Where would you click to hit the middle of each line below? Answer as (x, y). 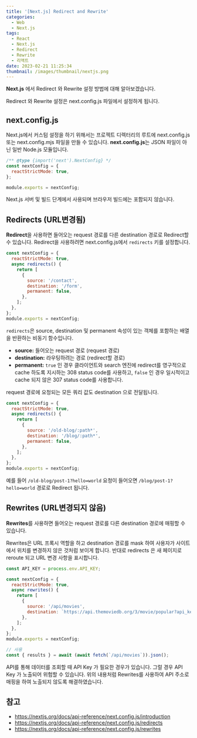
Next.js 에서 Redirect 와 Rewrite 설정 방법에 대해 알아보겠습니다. (81, 89)
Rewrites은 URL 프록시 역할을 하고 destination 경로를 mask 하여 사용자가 (90, 543)
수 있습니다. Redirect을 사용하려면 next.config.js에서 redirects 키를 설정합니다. (98, 242)
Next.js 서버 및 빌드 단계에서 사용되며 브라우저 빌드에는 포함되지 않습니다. (90, 199)
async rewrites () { (35, 590)
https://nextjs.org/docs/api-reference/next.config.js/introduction (92, 716)
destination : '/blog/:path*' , (64, 436)
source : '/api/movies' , (56, 607)
